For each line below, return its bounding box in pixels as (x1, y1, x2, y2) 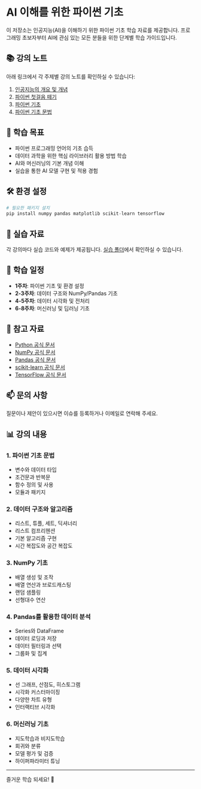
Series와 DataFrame (14, 627, 64, 634)
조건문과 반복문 (14, 473, 51, 481)
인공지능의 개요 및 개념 (14, 85, 68, 93)
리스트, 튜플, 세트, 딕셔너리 (14, 520, 78, 527)
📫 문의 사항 (6, 390, 48, 400)
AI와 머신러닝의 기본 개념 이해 (14, 160, 84, 167)
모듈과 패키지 (14, 488, 46, 496)
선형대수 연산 (14, 596, 46, 603)
